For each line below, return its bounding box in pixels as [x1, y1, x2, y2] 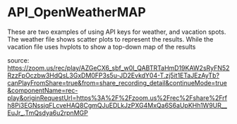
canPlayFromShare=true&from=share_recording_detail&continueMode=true [7, 78, 227, 87]
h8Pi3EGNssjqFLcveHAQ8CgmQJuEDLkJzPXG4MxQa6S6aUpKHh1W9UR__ [7, 101, 228, 109]
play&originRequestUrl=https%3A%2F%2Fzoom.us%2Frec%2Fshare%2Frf [7, 93, 228, 102]
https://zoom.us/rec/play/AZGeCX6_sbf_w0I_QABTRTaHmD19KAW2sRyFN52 [7, 63, 230, 72]
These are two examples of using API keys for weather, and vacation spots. [7, 27, 226, 36]
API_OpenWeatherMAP [7, 4, 146, 20]
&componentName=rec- [7, 86, 78, 94]
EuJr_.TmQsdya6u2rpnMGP [7, 108, 88, 117]
